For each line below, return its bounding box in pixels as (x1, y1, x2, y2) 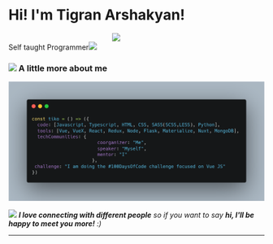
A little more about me (18, 63, 108, 74)
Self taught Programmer (8, 42, 89, 52)
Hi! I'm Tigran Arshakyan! (8, 6, 185, 24)
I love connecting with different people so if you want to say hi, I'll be (18, 210, 254, 220)
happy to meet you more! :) (8, 219, 102, 229)
